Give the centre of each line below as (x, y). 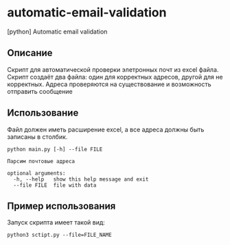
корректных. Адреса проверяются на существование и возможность (109, 84)
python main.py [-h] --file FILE (55, 149)
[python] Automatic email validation (57, 31)
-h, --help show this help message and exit (81, 179)
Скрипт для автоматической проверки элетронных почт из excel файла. (113, 69)
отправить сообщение (40, 91)
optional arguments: (37, 173)
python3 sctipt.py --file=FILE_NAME (59, 235)
